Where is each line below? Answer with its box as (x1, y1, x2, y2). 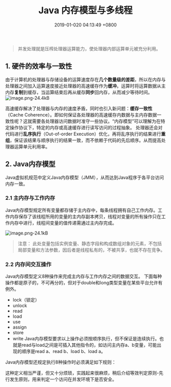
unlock (12, 303, 27, 309)
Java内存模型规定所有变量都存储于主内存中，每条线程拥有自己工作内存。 (5, 207, 158, 213)
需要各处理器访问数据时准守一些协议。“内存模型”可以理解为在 (32, 118, 161, 124)
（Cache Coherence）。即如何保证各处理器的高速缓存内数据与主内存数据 (5, 111, 157, 117)
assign (12, 324, 27, 331)
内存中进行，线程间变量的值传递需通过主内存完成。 (9, 220, 117, 226)
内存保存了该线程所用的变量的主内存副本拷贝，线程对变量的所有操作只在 (9, 213, 161, 219)
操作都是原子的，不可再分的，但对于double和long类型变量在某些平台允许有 (5, 280, 163, 286)
